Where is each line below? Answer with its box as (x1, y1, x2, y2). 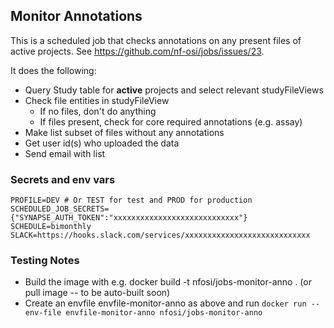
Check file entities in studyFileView (24, 94, 170, 106)
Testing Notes (10, 254, 80, 268)
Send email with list (24, 147, 106, 159)
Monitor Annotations (10, 8, 143, 25)
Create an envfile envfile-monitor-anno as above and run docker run (24, 297, 307, 309)
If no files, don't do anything (39, 105, 157, 117)
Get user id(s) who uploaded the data (24, 137, 180, 149)
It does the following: (10, 64, 97, 76)
